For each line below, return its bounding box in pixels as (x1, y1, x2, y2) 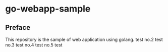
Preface (5, 23, 31, 32)
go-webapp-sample (5, 3, 91, 15)
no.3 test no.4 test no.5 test (5, 42, 63, 48)
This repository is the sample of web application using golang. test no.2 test (5, 36, 163, 42)
